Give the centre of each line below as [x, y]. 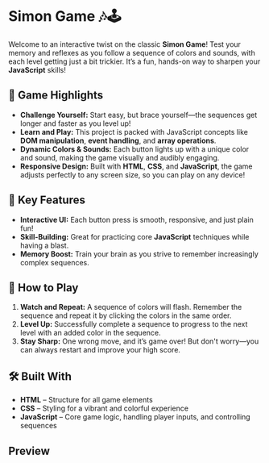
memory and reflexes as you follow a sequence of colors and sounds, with [132, 52]
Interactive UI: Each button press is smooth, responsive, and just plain [137, 219]
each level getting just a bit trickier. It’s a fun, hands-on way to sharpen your [134, 61]
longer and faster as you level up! [75, 123]
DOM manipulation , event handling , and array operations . [118, 140]
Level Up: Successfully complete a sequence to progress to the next [134, 324]
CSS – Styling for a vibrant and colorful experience [104, 408]
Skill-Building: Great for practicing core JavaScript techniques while [134, 236]
